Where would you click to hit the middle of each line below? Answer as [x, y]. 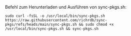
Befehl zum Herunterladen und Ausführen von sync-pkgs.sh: [66, 7]
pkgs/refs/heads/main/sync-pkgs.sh [41, 24]
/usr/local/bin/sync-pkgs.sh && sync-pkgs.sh [52, 29]
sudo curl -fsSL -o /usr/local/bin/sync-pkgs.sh [55, 16]
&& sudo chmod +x [96, 24]
